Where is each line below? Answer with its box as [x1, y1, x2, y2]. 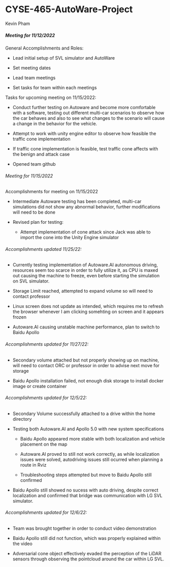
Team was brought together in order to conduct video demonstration [12, 525, 156, 531]
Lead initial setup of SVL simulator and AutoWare [12, 55, 115, 61]
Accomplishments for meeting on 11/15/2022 [5, 189, 98, 195]
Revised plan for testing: [12, 219, 64, 225]
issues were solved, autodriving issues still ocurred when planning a [20, 456, 163, 462]
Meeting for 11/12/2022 [5, 32, 55, 38]
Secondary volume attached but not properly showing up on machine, [12, 357, 159, 363]
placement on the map [20, 441, 67, 447]
